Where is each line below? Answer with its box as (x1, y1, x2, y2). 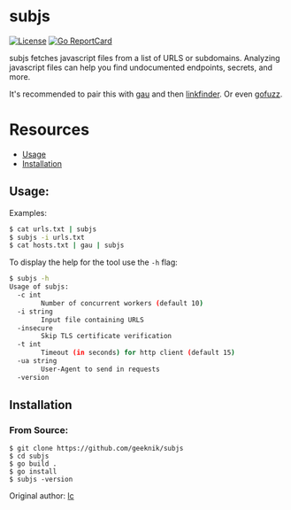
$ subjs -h (9, 274, 50, 283)
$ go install (9, 467, 57, 476)
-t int (17, 340, 42, 349)
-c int (17, 290, 42, 300)
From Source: (9, 424, 69, 436)
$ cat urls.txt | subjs (9, 224, 97, 234)
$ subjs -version (9, 475, 73, 484)
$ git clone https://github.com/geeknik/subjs (9, 444, 184, 453)
